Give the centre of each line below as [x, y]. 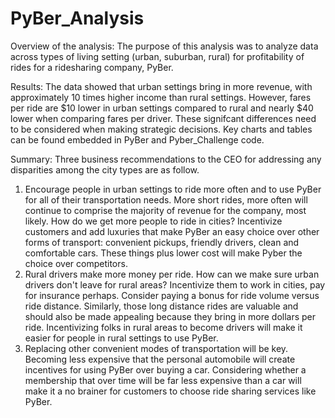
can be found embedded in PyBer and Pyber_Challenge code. [137, 139]
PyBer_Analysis [77, 18]
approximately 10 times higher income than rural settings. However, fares [161, 97]
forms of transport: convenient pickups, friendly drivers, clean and [162, 242]
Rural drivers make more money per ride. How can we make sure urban [172, 274]
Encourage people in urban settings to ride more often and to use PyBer [173, 189]
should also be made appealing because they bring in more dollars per [170, 316]
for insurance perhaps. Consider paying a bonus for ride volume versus [172, 295]
